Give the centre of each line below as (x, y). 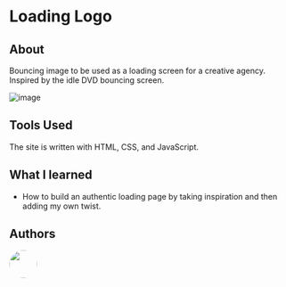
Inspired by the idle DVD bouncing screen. (87, 80)
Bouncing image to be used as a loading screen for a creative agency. (137, 70)
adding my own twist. (61, 206)
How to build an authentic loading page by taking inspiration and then (150, 196)
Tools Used (41, 125)
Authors (33, 234)
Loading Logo (61, 16)
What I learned (51, 175)
